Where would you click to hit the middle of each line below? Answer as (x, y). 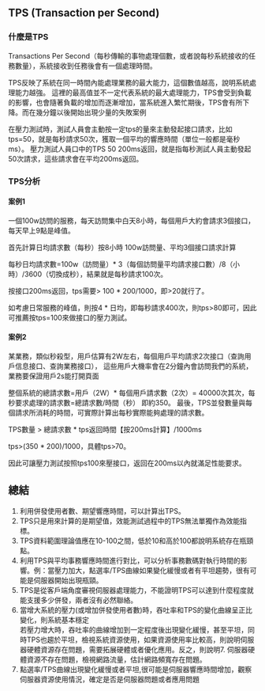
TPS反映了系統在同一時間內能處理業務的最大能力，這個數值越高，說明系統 (129, 82)
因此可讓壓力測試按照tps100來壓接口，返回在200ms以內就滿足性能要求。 (127, 463)
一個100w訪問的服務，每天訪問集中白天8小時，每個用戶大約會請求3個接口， (132, 220)
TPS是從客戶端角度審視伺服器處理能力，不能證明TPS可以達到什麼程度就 (136, 590)
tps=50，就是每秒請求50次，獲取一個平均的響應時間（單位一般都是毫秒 (124, 139)
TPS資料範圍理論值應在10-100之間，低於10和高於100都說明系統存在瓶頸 (136, 541)
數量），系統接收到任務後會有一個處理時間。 (86, 66)
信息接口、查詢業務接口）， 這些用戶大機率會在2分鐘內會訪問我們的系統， (134, 366)
